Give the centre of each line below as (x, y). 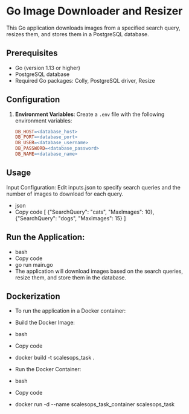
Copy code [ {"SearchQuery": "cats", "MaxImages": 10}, (85, 212)
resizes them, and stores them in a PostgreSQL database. (78, 34)
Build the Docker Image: (45, 323)
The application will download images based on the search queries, (99, 271)
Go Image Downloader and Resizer (94, 11)
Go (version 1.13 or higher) (47, 68)
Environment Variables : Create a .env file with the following (90, 114)
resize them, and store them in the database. (71, 277)
